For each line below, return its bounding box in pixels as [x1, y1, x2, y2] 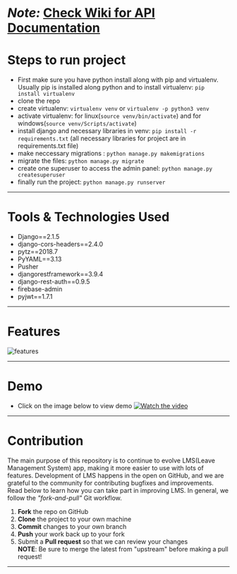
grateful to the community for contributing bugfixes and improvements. [7, 478, 214, 487]
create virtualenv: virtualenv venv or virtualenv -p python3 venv [17, 104, 209, 113]
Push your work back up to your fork [17, 530, 125, 538]
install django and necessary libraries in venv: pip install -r [17, 127, 197, 135]
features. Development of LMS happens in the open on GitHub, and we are [7, 471, 224, 480]
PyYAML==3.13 [17, 255, 62, 264]
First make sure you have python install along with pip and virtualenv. [17, 75, 219, 84]
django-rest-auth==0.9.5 [17, 277, 90, 286]
